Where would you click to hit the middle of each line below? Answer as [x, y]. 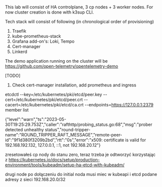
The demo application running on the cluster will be [57, 61]
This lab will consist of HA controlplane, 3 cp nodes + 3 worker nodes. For [79, 7]
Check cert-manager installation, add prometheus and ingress [74, 85]
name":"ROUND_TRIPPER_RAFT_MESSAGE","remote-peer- [64, 135]
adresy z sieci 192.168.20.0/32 [35, 179]
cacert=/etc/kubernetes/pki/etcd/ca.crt [44, 105]
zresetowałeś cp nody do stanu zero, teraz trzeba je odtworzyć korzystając [81, 154]
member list [17, 110]
